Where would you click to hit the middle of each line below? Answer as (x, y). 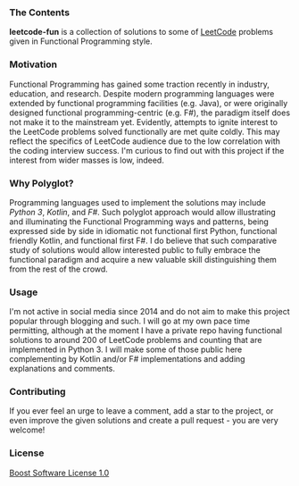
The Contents (39, 13)
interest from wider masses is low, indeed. (87, 160)
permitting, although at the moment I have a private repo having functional (146, 331)
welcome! (27, 430)
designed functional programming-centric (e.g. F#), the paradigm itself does (150, 113)
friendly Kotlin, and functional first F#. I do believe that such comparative (143, 240)
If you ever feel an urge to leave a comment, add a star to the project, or (141, 411)
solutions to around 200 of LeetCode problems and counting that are (136, 340)
